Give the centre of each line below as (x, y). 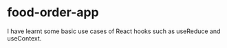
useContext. (24, 38)
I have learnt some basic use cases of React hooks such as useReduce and (114, 31)
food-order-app (53, 13)
